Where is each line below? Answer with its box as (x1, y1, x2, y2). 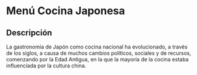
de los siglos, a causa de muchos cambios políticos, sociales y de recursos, (6, 50, 192, 57)
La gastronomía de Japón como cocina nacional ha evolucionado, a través (6, 43, 188, 50)
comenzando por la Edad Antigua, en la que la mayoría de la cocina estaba (6, 56, 189, 63)
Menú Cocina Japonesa (6, 4, 126, 18)
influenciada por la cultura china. (6, 62, 87, 69)
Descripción (6, 28, 52, 38)
